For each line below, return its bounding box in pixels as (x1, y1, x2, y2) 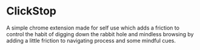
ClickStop (6, 4, 56, 18)
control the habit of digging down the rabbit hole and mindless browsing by (6, 30, 194, 37)
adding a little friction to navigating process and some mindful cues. (6, 37, 176, 44)
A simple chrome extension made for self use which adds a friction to (6, 24, 180, 31)
